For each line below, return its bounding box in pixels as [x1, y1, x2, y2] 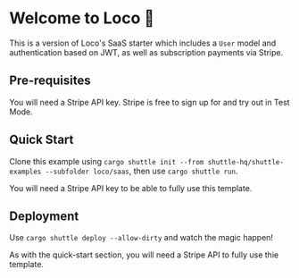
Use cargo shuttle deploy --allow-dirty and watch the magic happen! [9, 232, 274, 243]
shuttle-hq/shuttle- [207, 157, 284, 166]
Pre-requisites [9, 73, 91, 88]
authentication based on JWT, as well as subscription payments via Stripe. [9, 46, 284, 57]
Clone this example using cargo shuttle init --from [9, 156, 204, 166]
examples [9, 167, 42, 176]
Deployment [9, 208, 79, 223]
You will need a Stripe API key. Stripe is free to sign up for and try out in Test [9, 97, 290, 107]
